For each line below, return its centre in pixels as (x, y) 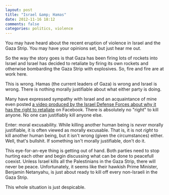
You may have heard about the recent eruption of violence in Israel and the (83, 43)
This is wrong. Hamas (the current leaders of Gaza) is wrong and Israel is (81, 84)
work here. (16, 74)
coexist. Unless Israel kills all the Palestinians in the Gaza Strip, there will (80, 161)
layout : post (19, 10)
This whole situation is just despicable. (45, 187)
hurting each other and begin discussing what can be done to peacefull (79, 156)
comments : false (22, 24)
